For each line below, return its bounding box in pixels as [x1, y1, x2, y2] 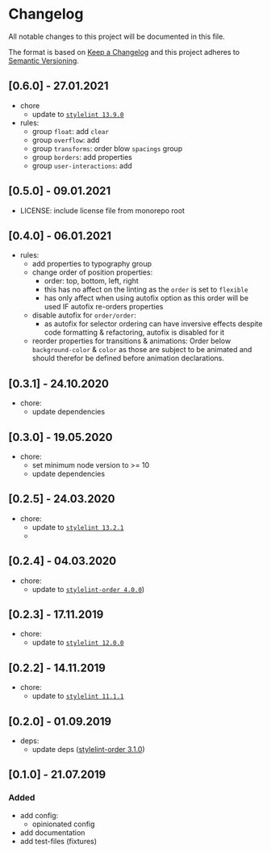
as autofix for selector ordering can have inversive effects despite [44, 319, 263, 329]
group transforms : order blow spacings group [31, 143, 183, 153]
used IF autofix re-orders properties [44, 302, 164, 312]
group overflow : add [31, 135, 100, 145]
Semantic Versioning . [8, 56, 79, 65]
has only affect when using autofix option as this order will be [44, 293, 248, 303]
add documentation [19, 827, 85, 837]
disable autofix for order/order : [31, 310, 137, 320]
